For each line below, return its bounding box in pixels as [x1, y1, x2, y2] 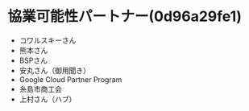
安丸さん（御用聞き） [19, 65, 90, 75]
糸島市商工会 [19, 84, 62, 93]
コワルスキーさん [19, 35, 77, 45]
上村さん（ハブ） [19, 94, 77, 104]
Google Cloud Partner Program [19, 74, 122, 84]
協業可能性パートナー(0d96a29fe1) [7, 7, 243, 26]
